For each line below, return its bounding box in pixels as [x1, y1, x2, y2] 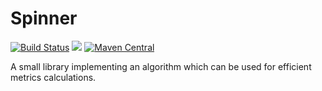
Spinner [10, 7, 78, 30]
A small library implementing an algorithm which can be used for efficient [10, 60, 312, 72]
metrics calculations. [10, 71, 97, 83]
